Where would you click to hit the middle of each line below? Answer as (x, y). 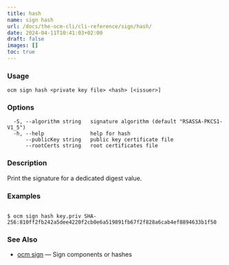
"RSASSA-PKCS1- (201, 122)
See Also (22, 240)
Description (27, 163)
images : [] (23, 45)
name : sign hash (30, 20)
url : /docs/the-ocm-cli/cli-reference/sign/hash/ (80, 26)
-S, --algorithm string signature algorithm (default (95, 122)
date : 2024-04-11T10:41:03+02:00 (55, 33)
